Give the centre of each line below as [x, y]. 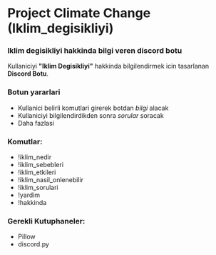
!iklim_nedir [35, 157]
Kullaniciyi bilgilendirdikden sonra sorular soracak [91, 115]
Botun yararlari [34, 92]
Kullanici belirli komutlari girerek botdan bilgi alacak [93, 108]
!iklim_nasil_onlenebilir [51, 180]
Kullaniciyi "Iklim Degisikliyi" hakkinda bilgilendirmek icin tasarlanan [108, 66]
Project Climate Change [79, 13]
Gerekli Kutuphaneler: [46, 221]
